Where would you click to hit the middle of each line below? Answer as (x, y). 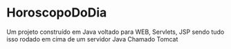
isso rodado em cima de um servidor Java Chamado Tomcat (92, 39)
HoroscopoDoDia (57, 13)
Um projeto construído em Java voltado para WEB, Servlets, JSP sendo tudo (115, 32)
